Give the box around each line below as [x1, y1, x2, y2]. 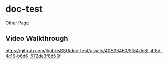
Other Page [5, 20, 30, 26]
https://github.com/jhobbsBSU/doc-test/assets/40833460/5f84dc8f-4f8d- [5, 47, 163, 53]
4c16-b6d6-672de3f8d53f [5, 53, 61, 59]
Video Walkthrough [5, 34, 68, 43]
